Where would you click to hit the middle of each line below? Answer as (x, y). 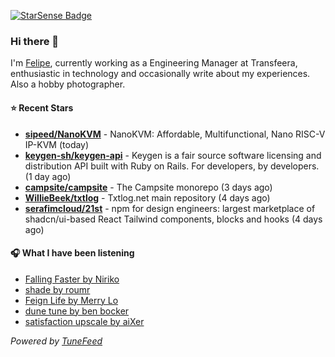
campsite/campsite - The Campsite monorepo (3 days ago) (148, 187)
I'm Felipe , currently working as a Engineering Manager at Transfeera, (154, 63)
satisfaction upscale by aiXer (84, 321)
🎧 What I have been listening (72, 253)
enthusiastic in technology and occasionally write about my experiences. (160, 74)
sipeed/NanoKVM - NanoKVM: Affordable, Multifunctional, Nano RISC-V (175, 134)
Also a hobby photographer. (68, 84)
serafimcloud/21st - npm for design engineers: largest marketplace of (170, 208)
